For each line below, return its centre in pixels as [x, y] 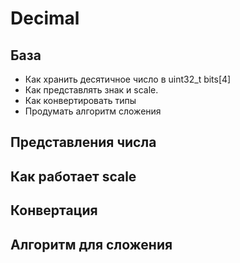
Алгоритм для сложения [91, 244]
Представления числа [83, 142]
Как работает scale [73, 176]
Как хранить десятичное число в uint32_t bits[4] [128, 79]
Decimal [45, 18]
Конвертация [54, 210]
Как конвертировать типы [80, 100]
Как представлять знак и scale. [91, 90]
